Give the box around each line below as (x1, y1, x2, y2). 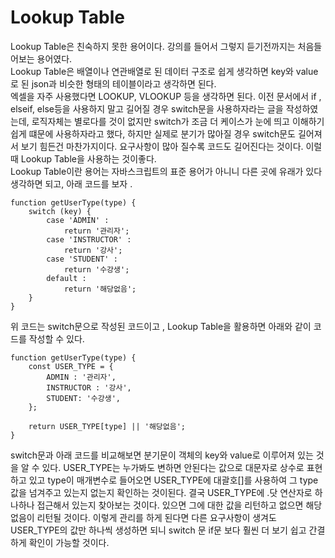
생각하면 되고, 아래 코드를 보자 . (10, 177, 133, 190)
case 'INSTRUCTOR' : (46, 234, 132, 245)
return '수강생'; (63, 264, 130, 275)
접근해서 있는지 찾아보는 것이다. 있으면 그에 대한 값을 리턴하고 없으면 (36, 499, 304, 511)
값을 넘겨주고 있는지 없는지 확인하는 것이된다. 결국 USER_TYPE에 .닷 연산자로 (10, 486, 313, 498)
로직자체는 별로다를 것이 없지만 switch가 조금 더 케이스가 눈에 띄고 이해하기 (31, 115, 325, 127)
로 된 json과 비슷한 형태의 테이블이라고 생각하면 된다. (10, 77, 217, 90)
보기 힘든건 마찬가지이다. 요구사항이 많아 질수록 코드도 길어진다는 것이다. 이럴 (20, 140, 323, 152)
